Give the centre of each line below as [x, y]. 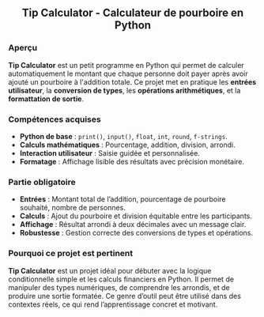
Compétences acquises [55, 119]
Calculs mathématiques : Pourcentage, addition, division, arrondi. [127, 145]
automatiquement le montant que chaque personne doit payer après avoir [128, 74]
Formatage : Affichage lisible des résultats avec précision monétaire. [132, 161]
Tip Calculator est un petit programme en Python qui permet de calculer [126, 65]
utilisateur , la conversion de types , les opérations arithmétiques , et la [124, 90]
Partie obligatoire [42, 182]
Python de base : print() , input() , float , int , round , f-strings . [123, 136]
